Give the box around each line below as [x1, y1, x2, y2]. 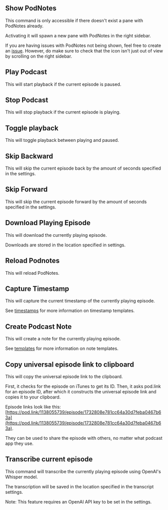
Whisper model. [5, 474, 38, 480]
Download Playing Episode [5, 219, 91, 227]
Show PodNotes [5, 4, 57, 13]
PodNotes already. [5, 23, 44, 29]
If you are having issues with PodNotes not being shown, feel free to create [5, 42, 161, 48]
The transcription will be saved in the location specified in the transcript [5, 483, 154, 489]
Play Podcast [5, 68, 47, 76]
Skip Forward [5, 185, 48, 194]
